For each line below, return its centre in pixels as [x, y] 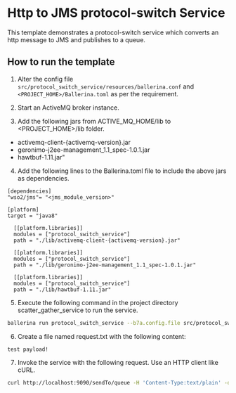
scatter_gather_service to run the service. [78, 310]
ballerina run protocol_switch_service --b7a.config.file [94, 323]
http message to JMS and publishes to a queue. [77, 39]
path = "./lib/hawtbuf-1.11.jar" [63, 290]
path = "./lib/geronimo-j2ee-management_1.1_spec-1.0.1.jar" [105, 265]
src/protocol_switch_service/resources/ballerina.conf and [106, 86]
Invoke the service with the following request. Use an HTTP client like [118, 362]
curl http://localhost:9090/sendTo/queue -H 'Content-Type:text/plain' [114, 382]
